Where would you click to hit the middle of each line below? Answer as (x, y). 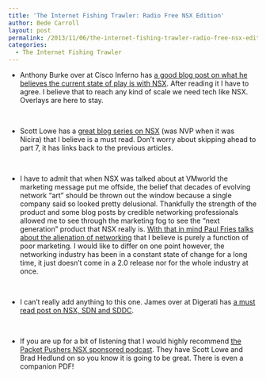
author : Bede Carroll (44, 23)
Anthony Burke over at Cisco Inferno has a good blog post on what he (133, 75)
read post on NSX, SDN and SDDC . (77, 310)
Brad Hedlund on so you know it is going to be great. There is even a (131, 358)
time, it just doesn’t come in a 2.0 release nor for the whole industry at (134, 263)
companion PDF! (47, 366)
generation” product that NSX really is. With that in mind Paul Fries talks (137, 229)
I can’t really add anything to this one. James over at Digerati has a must (137, 302)
